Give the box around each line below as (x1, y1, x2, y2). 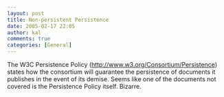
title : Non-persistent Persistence (7, 16, 109, 23)
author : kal (7, 29, 41, 36)
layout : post (7, 10, 45, 17)
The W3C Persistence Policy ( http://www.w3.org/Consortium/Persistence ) (7, 61, 218, 68)
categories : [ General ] (7, 42, 72, 48)
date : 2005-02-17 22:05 (7, 23, 76, 29)
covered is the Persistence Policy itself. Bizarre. (7, 83, 142, 90)
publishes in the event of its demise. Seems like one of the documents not (7, 75, 216, 83)
